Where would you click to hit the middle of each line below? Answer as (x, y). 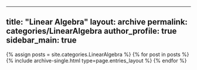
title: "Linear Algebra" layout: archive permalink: (97, 22)
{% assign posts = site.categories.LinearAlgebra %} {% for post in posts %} (98, 54)
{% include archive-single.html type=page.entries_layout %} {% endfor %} (96, 60)
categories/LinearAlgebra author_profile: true (91, 31)
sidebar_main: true (42, 41)
